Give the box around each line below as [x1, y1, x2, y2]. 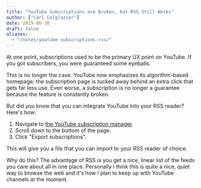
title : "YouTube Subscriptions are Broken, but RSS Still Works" [6, 8, 174, 15]
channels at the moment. [6, 176, 68, 183]
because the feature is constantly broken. [6, 91, 110, 98]
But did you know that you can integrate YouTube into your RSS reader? [6, 102, 184, 109]
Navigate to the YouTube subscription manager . [14, 121, 134, 127]
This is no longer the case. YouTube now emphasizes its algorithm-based [6, 72, 189, 78]
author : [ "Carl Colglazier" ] [6, 14, 80, 20]
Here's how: [6, 109, 36, 116]
